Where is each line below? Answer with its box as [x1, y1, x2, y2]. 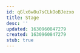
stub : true [6, 37, 34, 43]
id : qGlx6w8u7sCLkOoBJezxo [6, 9, 75, 15]
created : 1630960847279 [6, 32, 67, 38]
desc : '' [6, 20, 28, 26]
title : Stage [6, 15, 39, 21]
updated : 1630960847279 [6, 26, 67, 32]
